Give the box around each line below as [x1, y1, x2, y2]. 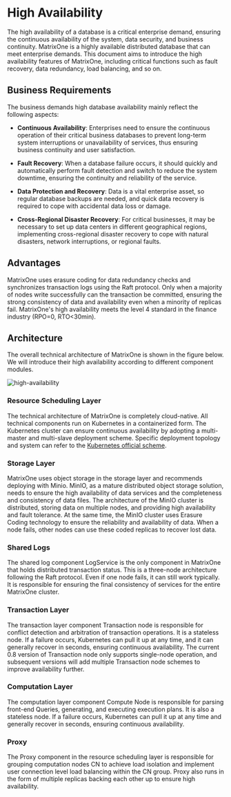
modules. [7, 365, 34, 374]
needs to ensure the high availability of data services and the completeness [7, 489, 222, 497]
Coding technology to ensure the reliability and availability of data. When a [7, 518, 219, 526]
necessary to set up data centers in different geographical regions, [17, 223, 208, 231]
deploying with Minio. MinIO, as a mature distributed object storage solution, [7, 481, 224, 489]
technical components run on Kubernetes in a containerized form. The [7, 419, 207, 427]
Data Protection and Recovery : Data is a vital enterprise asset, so [17, 187, 205, 195]
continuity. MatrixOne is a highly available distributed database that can [7, 42, 210, 50]
